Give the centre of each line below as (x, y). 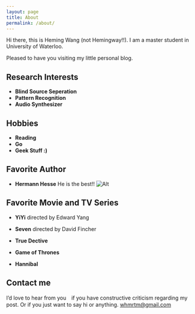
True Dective (31, 241)
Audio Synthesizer (39, 104)
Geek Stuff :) (31, 150)
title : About (22, 17)
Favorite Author (36, 169)
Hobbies (22, 123)
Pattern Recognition (40, 98)
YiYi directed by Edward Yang (52, 217)
